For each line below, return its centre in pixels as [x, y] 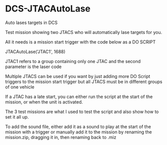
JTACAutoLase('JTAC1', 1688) [35, 51]
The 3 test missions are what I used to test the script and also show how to [82, 111]
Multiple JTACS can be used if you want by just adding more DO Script [78, 76]
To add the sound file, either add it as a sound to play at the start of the [78, 126]
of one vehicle [20, 87]
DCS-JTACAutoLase [48, 9]
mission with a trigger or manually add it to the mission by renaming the [79, 132]
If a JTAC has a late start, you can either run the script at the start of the [79, 96]
